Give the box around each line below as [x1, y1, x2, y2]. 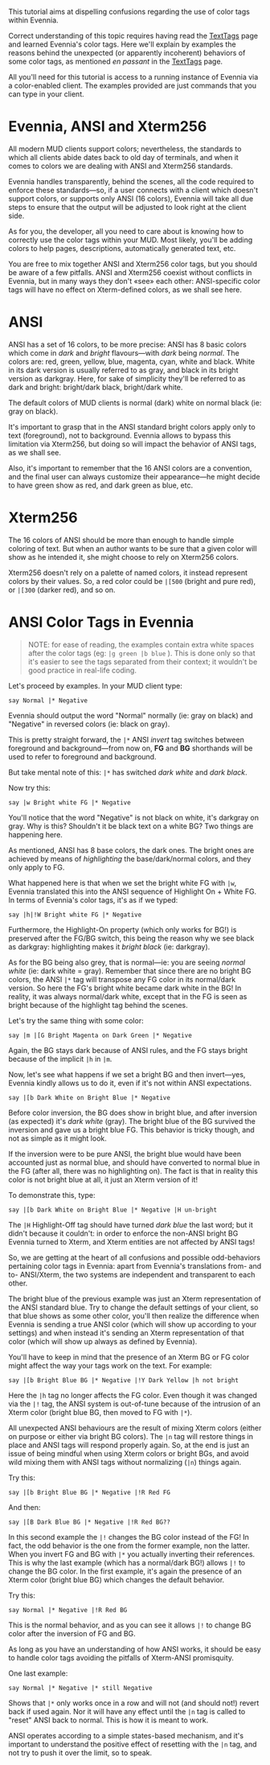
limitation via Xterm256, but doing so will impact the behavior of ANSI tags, [8, 438, 257, 449]
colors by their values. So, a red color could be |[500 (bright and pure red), [8, 576, 256, 586]
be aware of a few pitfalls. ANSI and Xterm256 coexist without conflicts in [8, 267, 252, 277]
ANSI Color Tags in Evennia [8, 613, 194, 631]
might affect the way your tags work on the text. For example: [8, 1360, 212, 1370]
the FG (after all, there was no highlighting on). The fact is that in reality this [8, 1166, 259, 1175]
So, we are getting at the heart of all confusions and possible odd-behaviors [8, 1253, 261, 1262]
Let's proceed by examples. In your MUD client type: [8, 681, 182, 690]
